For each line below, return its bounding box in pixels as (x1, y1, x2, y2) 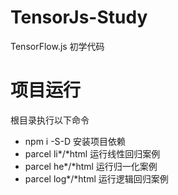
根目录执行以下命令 (10, 114, 90, 126)
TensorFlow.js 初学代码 (10, 40, 105, 52)
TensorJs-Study (10, 6, 148, 29)
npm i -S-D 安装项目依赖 (24, 135, 127, 147)
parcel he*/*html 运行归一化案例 (24, 160, 158, 172)
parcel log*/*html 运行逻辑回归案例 (24, 172, 169, 185)
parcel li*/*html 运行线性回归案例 (24, 147, 161, 160)
